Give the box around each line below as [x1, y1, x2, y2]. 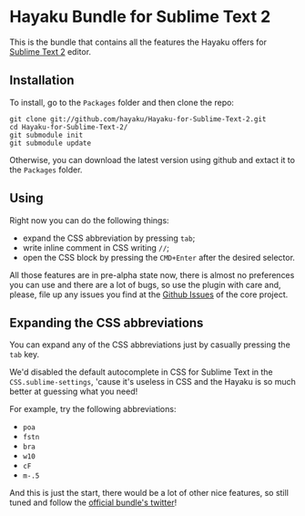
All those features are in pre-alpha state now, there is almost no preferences [9, 269, 295, 280]
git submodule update [9, 139, 92, 148]
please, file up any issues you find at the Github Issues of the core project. [9, 289, 289, 300]
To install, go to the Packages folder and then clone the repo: [9, 97, 235, 108]
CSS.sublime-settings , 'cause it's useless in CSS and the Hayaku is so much [9, 377, 296, 387]
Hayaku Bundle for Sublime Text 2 [9, 6, 271, 27]
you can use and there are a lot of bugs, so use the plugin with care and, [9, 279, 281, 290]
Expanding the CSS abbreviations [9, 315, 204, 330]
